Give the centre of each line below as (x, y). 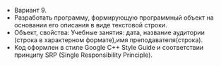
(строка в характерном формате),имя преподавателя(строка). (108, 40)
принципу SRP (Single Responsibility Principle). (83, 55)
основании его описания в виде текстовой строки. (90, 25)
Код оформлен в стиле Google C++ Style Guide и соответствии (109, 47)
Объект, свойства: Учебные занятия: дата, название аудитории (109, 32)
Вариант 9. (30, 10)
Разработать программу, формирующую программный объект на (114, 18)
